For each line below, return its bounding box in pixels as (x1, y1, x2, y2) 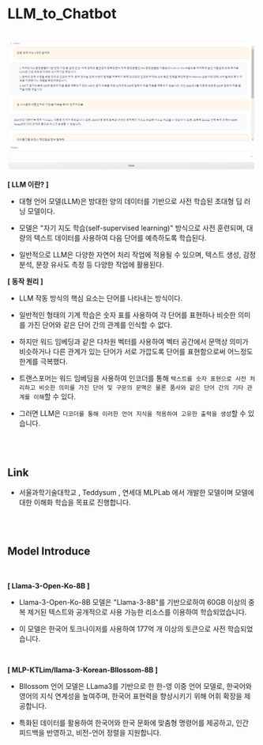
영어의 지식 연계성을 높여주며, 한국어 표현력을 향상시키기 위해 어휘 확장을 (18, 691, 242, 701)
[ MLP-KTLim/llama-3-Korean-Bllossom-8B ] (7, 665, 159, 675)
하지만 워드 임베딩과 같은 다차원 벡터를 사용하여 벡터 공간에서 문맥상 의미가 (18, 337, 250, 346)
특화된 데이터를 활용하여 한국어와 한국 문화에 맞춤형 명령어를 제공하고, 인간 (18, 717, 250, 728)
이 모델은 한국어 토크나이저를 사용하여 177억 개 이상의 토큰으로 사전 (18, 624, 226, 633)
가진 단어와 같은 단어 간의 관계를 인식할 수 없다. (27, 320, 173, 330)
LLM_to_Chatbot (7, 5, 117, 23)
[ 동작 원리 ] (7, 277, 44, 286)
